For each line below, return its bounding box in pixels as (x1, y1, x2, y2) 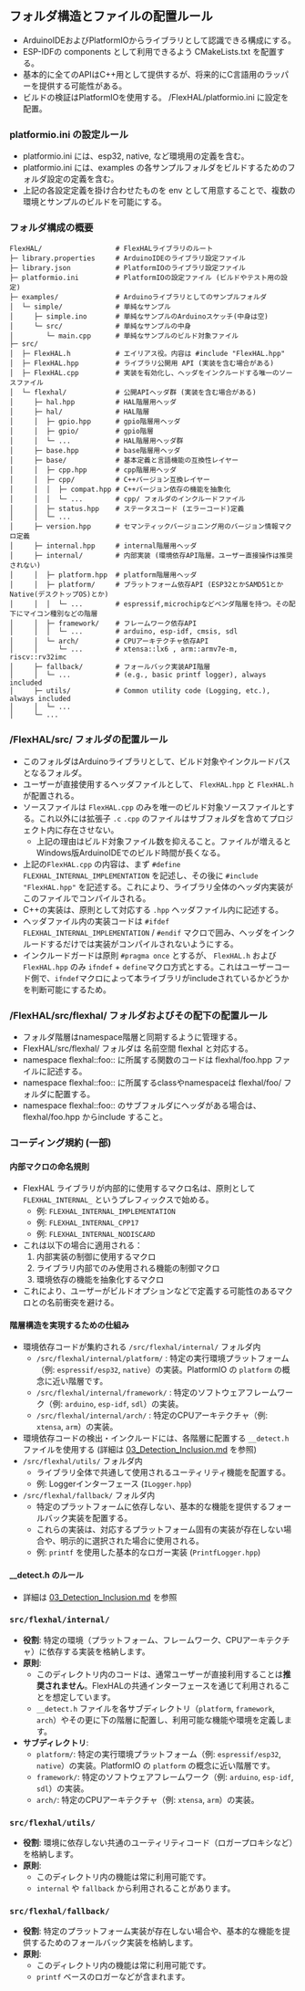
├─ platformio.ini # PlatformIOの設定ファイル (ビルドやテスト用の (9, 273, 281, 283)
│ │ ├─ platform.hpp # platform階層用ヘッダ (9, 571, 198, 580)
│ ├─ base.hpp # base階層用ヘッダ (9, 446, 181, 456)
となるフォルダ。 (22, 767, 86, 778)
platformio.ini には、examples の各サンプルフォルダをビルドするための (22, 162, 289, 173)
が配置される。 (22, 790, 79, 801)
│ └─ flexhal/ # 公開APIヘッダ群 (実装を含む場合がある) (9, 388, 257, 397)
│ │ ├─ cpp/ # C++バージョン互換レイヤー (9, 476, 211, 485)
